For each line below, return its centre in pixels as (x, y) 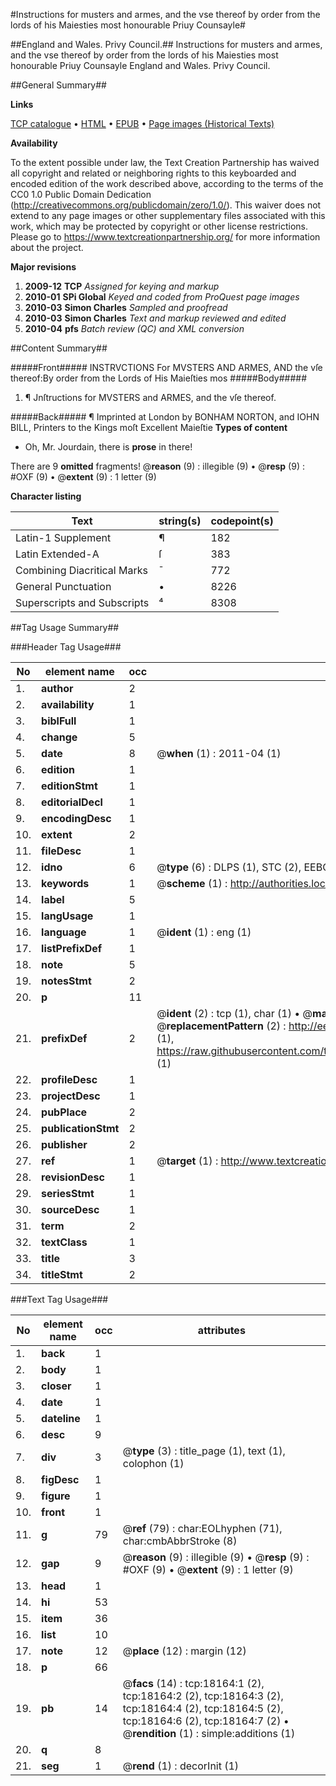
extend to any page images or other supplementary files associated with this (168, 215)
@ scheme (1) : (192, 883)
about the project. (47, 247)
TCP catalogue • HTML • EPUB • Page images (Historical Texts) (142, 123)
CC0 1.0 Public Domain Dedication (81, 194)
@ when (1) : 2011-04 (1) (219, 753)
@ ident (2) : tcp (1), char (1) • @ (234, 1013)
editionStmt (69, 786)
